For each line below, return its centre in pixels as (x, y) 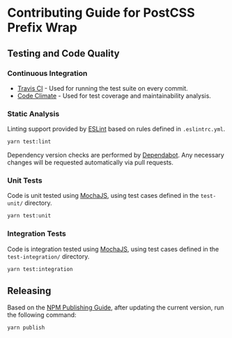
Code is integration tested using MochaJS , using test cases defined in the (113, 249)
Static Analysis (33, 114)
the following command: (42, 315)
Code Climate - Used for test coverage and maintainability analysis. (114, 95)
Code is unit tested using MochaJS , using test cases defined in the (103, 196)
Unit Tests (25, 180)
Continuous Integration (47, 73)
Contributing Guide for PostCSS (101, 13)
